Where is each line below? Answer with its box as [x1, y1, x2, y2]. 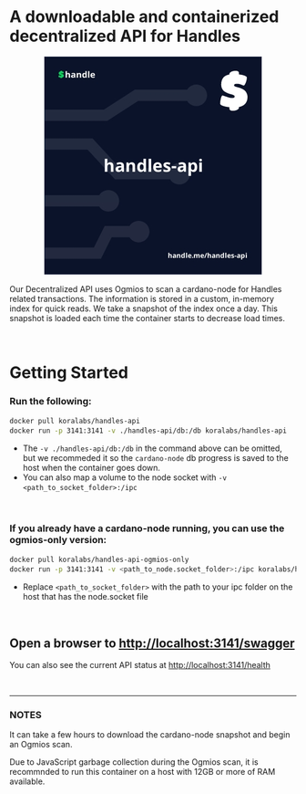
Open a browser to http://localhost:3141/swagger [9, 635, 295, 651]
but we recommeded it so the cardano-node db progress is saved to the [22, 453, 289, 464]
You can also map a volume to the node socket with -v [22, 472, 228, 483]
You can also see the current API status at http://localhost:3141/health [9, 660, 271, 671]
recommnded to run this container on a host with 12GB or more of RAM [9, 767, 276, 778]
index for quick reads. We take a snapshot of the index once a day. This [9, 303, 278, 314]
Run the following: [9, 395, 93, 408]
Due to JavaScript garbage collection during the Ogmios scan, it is [9, 757, 259, 768]
